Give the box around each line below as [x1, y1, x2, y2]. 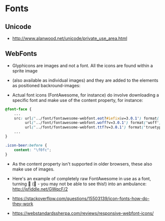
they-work [12, 200, 33, 206]
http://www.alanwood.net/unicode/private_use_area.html [12, 35, 128, 41]
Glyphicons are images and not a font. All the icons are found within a [12, 62, 153, 69]
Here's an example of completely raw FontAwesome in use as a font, [12, 175, 151, 181]
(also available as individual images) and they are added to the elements [12, 77, 159, 83]
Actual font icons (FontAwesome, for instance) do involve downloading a [12, 92, 159, 98]
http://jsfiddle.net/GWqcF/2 [12, 186, 68, 192]
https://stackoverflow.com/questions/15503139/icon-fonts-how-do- [12, 196, 150, 201]
